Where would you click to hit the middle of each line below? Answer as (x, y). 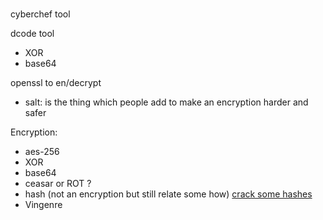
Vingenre (43, 205)
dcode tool (32, 34)
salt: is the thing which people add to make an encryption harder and (166, 102)
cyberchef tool (40, 14)
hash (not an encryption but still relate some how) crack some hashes (168, 194)
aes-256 (42, 152)
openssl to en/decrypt (56, 83)
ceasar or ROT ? (58, 184)
